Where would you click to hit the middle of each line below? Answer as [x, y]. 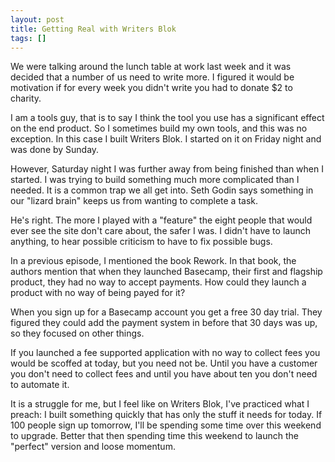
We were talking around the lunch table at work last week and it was [151, 67]
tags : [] [28, 38]
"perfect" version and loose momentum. [93, 447]
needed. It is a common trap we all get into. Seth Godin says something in [162, 190]
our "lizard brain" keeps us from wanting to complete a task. [134, 201]
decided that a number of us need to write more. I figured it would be [152, 77]
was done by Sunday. [55, 150]
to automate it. [40, 385]
